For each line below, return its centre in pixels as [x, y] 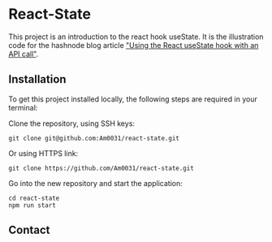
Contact [29, 230]
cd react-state [34, 198]
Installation [37, 79]
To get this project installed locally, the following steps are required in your [133, 99]
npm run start [32, 205]
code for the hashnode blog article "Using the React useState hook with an [134, 45]
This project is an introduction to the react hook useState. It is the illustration [136, 37]
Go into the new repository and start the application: [95, 183]
